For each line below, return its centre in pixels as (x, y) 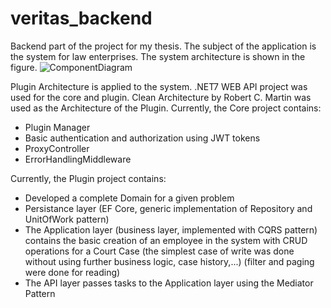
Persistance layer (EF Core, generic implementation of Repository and (168, 208)
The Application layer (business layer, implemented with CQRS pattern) (171, 229)
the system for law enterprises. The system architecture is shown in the (158, 56)
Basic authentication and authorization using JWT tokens (142, 138)
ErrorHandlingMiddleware (78, 159)
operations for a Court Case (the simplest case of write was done (159, 251)
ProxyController (57, 148)
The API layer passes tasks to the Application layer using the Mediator (169, 283)
